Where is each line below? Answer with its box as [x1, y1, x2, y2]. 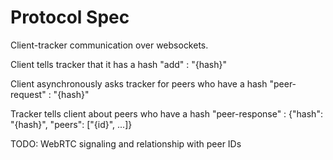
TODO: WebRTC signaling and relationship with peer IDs [10, 137, 242, 150]
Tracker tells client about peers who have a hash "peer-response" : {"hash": [10, 107, 323, 120]
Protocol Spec [10, 6, 130, 29]
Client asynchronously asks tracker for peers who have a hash [10, 77, 268, 90]
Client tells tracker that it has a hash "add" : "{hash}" [10, 58, 228, 70]
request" [10, 88, 47, 100]
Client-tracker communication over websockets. [10, 39, 209, 51]
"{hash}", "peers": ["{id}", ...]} [10, 118, 133, 130]
